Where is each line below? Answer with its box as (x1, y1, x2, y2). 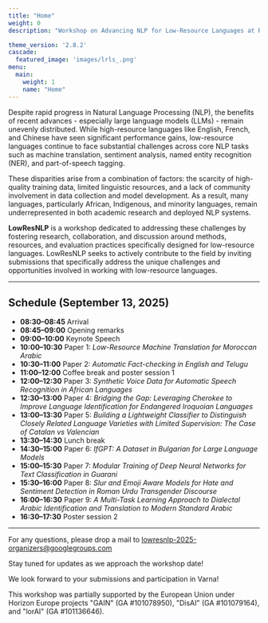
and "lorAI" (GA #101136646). (8, 607, 105, 617)
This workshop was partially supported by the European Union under (8, 589, 235, 599)
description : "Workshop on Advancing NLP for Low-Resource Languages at (8, 26, 255, 34)
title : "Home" (8, 11, 56, 20)
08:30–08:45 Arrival (19, 317, 89, 327)
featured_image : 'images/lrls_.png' (15, 56, 137, 64)
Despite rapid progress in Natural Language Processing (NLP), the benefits (8, 107, 254, 116)
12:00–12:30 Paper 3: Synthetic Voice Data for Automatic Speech (19, 377, 237, 386)
